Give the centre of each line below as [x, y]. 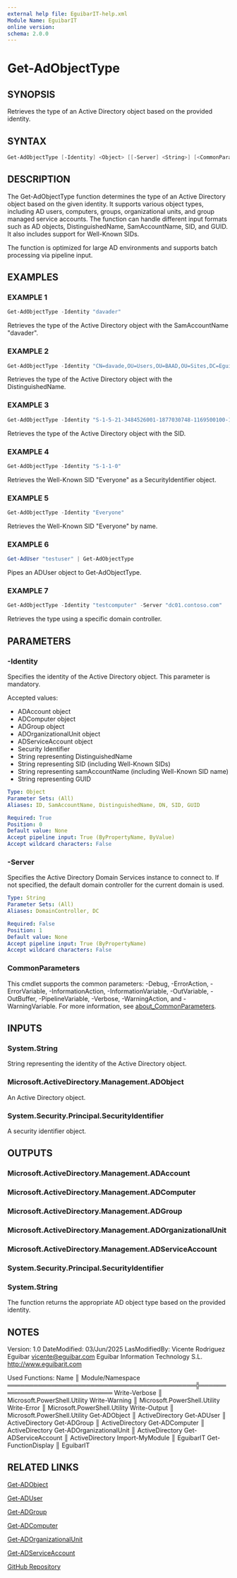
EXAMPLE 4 [28, 451]
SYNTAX [27, 141]
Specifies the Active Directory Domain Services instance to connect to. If [113, 878]
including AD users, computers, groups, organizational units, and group [111, 211]
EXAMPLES [33, 277]
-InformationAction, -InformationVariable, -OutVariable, [129, 991]
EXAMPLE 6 [28, 544]
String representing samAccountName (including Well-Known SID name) [123, 772]
